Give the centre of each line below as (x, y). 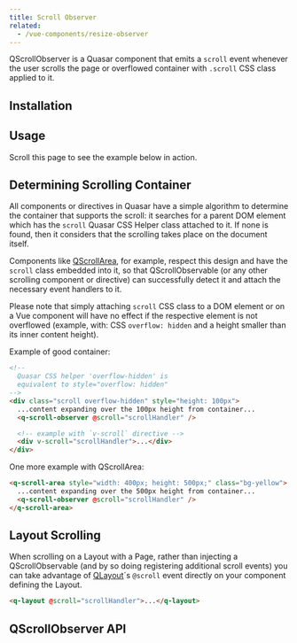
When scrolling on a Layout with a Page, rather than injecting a (124, 557)
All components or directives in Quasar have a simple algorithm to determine (149, 206)
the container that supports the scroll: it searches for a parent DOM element (148, 216)
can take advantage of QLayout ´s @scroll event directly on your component (148, 576)
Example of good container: (60, 352)
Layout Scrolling (55, 535)
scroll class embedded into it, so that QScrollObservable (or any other (139, 270)
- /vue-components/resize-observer (83, 34)
